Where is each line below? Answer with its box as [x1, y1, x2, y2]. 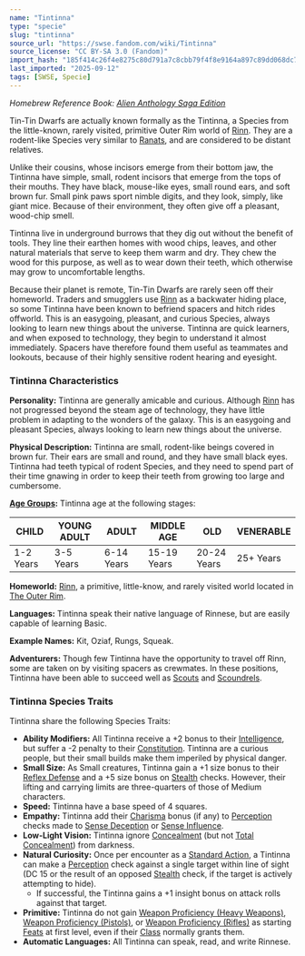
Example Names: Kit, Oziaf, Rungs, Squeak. [9, 636, 174, 647]
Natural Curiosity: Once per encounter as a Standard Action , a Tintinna [22, 850, 290, 860]
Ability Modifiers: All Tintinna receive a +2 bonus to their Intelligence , [22, 733, 285, 744]
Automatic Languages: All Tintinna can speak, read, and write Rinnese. [22, 936, 291, 947]
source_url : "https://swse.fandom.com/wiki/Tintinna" [9, 38, 218, 48]
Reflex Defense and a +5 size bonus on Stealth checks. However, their [22, 772, 286, 783]
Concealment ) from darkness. [22, 840, 135, 850]
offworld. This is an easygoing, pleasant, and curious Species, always [9, 313, 271, 324]
